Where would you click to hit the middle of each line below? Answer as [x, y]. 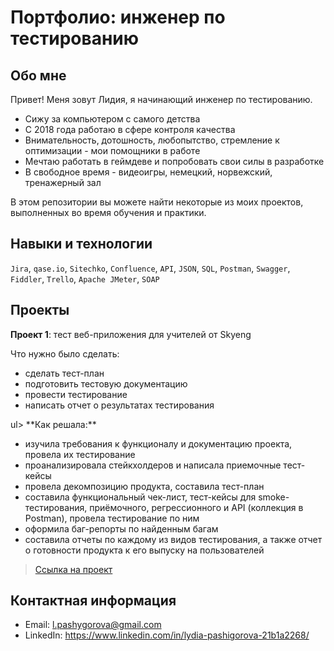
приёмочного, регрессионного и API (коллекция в [196, 507]
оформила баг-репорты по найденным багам [121, 528]
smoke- [274, 497]
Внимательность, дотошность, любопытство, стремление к [152, 140]
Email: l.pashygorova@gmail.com [93, 625]
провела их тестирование [80, 454]
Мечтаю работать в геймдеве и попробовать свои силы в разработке [174, 161]
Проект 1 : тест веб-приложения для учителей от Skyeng [131, 334]
